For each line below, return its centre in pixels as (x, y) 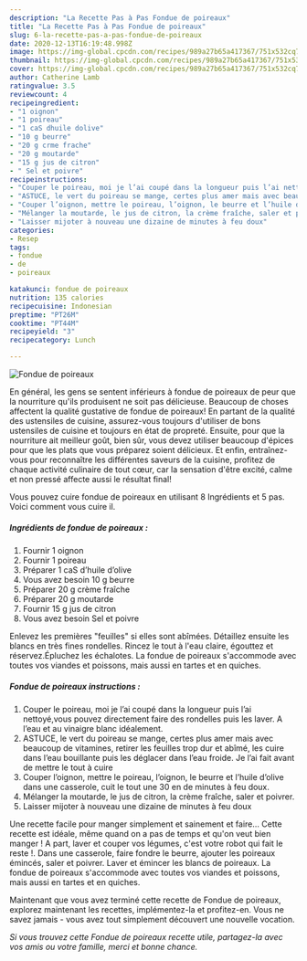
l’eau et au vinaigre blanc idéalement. (93, 728)
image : (22, 52)
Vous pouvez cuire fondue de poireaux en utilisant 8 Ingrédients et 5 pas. (147, 497)
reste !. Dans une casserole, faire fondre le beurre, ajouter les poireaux (143, 853)
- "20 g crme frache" (51, 145)
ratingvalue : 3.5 (42, 86)
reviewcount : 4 (38, 94)
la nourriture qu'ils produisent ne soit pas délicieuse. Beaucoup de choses (149, 401)
